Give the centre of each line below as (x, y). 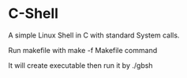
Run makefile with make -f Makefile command (83, 50)
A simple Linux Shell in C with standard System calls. (94, 35)
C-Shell (34, 14)
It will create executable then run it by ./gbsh (80, 65)
